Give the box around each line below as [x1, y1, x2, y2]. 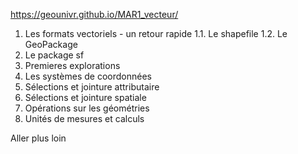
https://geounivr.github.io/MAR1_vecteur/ [10, 9, 179, 20]
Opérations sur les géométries [24, 102, 150, 114]
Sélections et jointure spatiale [24, 92, 147, 103]
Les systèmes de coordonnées [24, 70, 152, 82]
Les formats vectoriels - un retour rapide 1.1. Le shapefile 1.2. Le [24, 28, 288, 39]
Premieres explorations [24, 60, 121, 71]
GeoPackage [24, 39, 78, 50]
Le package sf [24, 49, 85, 61]
